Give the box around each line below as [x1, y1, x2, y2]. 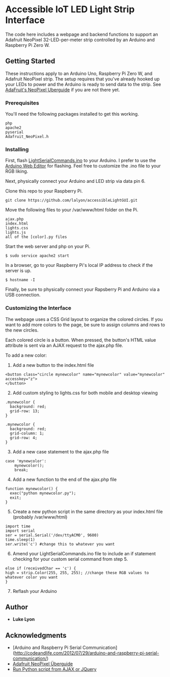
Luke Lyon [12, 616, 35, 622]
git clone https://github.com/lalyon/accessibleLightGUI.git [5, 198, 138, 203]
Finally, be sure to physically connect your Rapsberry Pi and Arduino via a [5, 286, 160, 292]
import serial [5, 528, 36, 533]
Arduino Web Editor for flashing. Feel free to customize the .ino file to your [5, 163, 161, 169]
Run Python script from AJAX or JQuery [12, 666, 97, 672]
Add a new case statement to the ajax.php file [12, 448, 109, 454]
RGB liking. [5, 168, 29, 174]
